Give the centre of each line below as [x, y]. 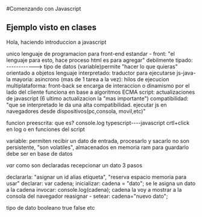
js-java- [186, 73]
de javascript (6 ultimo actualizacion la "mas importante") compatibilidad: [97, 98]
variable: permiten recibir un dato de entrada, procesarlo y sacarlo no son [98, 141]
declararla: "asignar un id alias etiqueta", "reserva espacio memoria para [96, 177]
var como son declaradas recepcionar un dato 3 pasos [74, 165]
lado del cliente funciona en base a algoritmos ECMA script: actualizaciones [101, 92]
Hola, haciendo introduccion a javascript [56, 42]
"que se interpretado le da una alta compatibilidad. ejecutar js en [87, 105]
